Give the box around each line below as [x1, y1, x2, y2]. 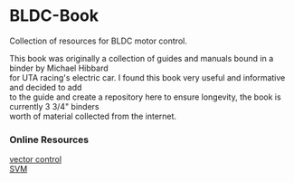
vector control [9, 154, 62, 165]
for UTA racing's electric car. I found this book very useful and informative [9, 72, 286, 82]
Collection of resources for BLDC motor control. [9, 35, 187, 46]
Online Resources [9, 133, 89, 146]
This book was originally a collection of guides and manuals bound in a [9, 53, 274, 63]
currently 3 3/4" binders [9, 101, 100, 111]
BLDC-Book [9, 5, 100, 26]
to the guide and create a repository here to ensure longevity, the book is [9, 91, 282, 102]
